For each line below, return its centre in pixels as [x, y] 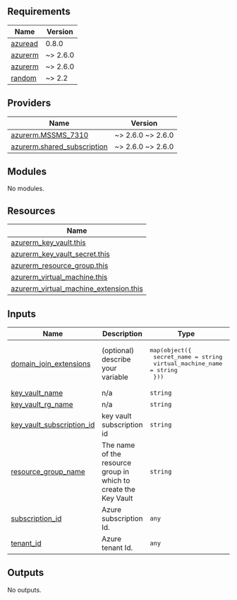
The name [119, 445]
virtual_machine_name [188, 364]
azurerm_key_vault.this [48, 243]
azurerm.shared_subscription [59, 146]
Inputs [22, 314]
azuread [25, 43]
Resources [31, 210]
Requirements [39, 12]
